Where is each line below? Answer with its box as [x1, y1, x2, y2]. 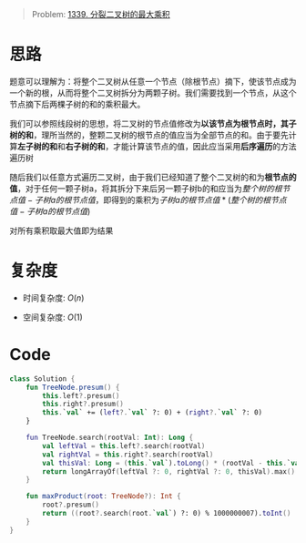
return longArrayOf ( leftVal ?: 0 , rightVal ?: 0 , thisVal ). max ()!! [42, 466, 303, 476]
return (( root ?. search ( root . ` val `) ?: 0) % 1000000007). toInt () [42, 509, 291, 518]
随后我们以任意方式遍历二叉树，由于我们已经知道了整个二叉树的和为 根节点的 [9, 171, 297, 182]
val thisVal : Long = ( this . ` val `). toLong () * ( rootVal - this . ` [42, 458, 291, 467]
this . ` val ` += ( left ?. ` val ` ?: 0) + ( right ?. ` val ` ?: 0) [42, 408, 262, 417]
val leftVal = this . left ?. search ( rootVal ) [42, 441, 206, 450]
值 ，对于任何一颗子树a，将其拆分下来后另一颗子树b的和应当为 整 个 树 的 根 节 [9, 182, 291, 194]
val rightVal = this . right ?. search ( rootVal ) [42, 450, 214, 459]
